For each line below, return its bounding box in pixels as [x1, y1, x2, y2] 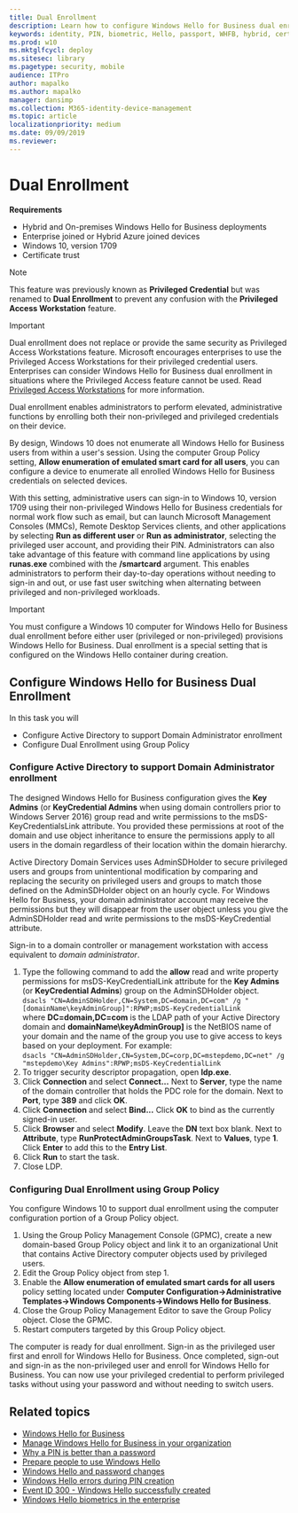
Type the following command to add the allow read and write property [21, 966, 279, 976]
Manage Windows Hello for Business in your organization [21, 1438, 232, 1448]
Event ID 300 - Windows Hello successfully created [21, 1485, 211, 1495]
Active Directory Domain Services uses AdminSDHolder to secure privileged [9, 857, 288, 867]
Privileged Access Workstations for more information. [9, 384, 206, 395]
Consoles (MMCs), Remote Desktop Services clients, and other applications [9, 521, 286, 531]
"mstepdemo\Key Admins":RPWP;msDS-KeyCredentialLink [21, 1059, 222, 1068]
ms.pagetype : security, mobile [9, 63, 125, 72]
